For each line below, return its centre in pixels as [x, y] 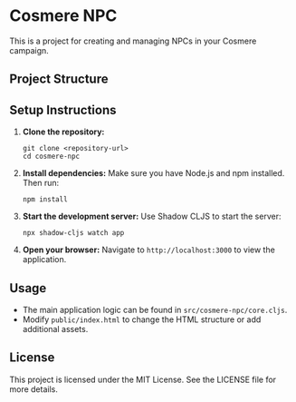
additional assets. [55, 328]
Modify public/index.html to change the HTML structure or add [142, 319]
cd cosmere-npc [51, 157]
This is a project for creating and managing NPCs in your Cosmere [133, 41]
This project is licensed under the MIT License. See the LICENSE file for [143, 379]
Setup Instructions [63, 110]
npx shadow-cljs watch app [73, 233]
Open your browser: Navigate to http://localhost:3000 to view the [149, 250]
